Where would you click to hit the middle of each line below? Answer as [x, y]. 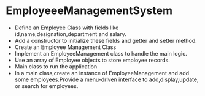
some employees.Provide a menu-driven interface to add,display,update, [106, 79]
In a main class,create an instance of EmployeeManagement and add [102, 73]
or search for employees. [46, 86]
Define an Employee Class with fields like [67, 28]
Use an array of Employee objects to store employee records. [92, 60]
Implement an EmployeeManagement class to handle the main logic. [101, 53]
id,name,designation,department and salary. [70, 34]
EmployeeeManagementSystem [89, 11]
